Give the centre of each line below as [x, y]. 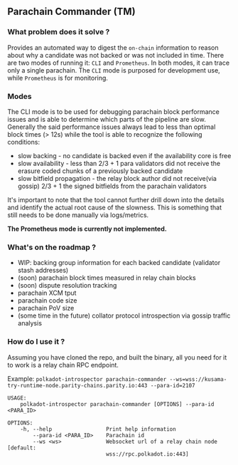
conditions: [24, 142]
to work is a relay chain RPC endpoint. [63, 365]
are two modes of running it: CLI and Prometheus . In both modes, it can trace [118, 63]
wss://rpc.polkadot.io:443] [147, 454]
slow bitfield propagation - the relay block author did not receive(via [117, 178]
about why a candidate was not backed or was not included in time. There [116, 55]
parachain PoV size [46, 308]
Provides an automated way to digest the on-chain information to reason [113, 47]
